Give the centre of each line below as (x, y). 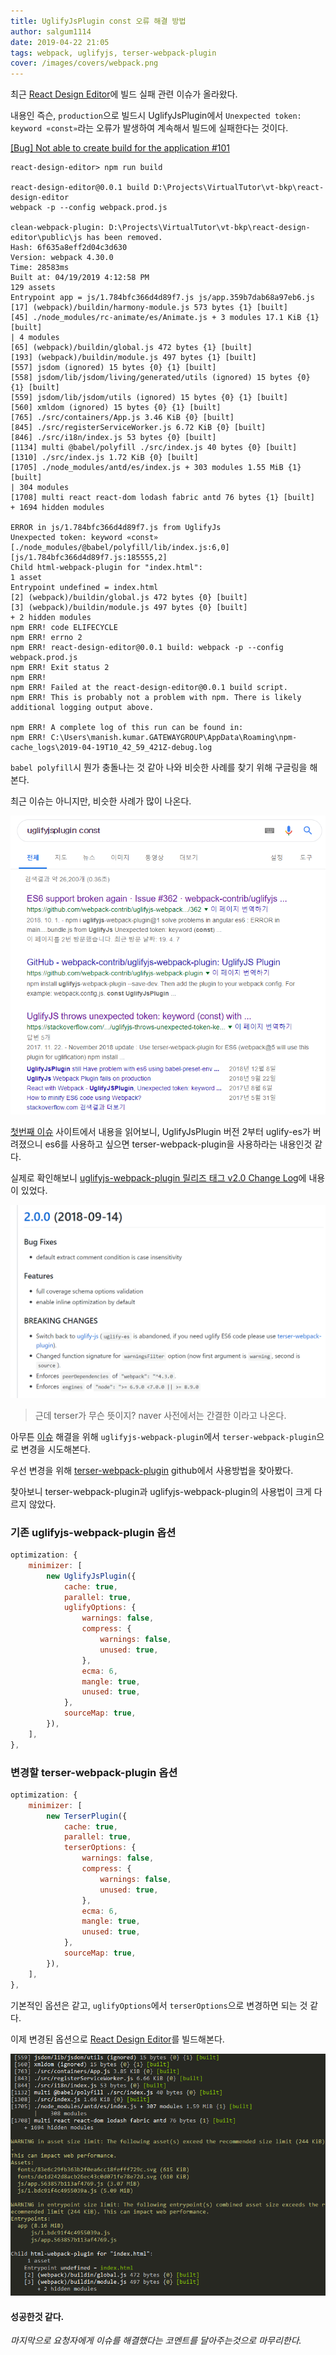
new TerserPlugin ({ (87, 1816)
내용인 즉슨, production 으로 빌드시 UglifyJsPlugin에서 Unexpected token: (156, 116)
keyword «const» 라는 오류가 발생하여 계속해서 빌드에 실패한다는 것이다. (149, 128)
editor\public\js (46, 238)
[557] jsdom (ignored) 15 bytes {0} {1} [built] (113, 368)
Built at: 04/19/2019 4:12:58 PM (80, 278)
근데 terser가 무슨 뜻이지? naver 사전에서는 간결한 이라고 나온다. (160, 1415)
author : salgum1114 (51, 31)
